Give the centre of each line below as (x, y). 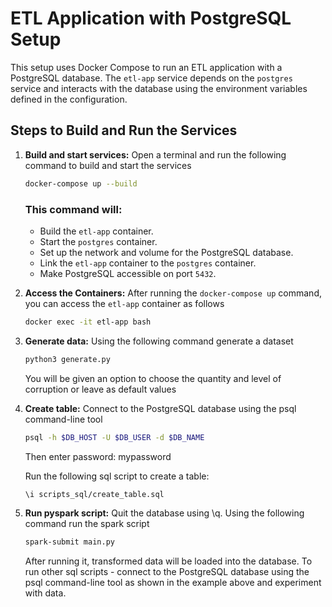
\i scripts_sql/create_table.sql (94, 494)
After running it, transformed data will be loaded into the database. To (168, 561)
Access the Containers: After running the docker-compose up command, (173, 293)
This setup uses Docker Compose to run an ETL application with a (146, 67)
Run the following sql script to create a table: (117, 476)
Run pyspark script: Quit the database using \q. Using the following (164, 513)
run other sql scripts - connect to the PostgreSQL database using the (167, 572)
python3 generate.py (67, 359)
